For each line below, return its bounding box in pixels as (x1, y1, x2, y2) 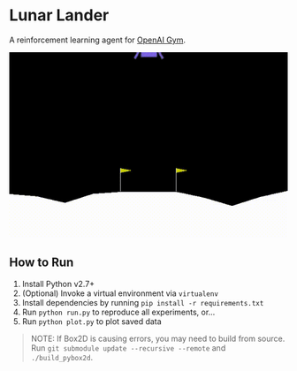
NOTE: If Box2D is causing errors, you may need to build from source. (30, 333, 286, 344)
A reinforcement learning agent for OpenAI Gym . (9, 34, 187, 45)
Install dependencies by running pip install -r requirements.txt (21, 297, 264, 307)
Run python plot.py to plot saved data (21, 315, 162, 327)
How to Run (9, 255, 74, 270)
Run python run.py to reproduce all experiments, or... (21, 307, 216, 317)
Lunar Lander (9, 5, 110, 26)
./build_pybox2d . (30, 352, 94, 362)
